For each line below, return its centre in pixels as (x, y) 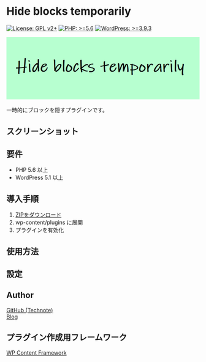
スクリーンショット (42, 131)
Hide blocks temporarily (69, 11)
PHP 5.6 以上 (32, 170)
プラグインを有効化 (40, 230)
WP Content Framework (36, 352)
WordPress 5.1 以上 (39, 178)
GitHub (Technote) (30, 310)
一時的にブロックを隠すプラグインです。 (57, 110)
